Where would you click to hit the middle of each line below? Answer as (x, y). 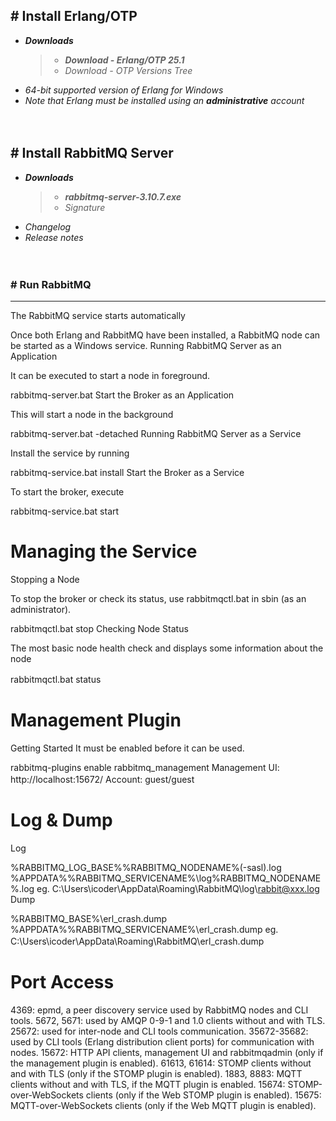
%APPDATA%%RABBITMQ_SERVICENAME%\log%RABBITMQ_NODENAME (166, 878)
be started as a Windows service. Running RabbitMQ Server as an (146, 345)
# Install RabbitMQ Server (92, 153)
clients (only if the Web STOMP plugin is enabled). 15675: (203, 1095)
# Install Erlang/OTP (74, 16)
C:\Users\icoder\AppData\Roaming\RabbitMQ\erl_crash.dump (137, 941)
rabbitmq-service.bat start (65, 511)
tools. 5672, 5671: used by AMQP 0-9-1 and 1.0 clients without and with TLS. (168, 1020)
